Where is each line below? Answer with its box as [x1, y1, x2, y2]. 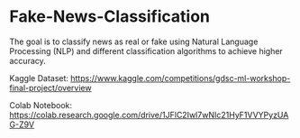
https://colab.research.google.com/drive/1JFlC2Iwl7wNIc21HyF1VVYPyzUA [9, 109, 289, 120]
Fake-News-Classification [9, 6, 210, 27]
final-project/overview [9, 82, 92, 93]
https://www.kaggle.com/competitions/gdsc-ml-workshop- [70, 72, 291, 83]
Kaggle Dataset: [9, 72, 69, 83]
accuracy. [9, 55, 47, 66]
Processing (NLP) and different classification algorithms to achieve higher [9, 45, 284, 56]
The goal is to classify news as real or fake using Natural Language [9, 36, 259, 47]
